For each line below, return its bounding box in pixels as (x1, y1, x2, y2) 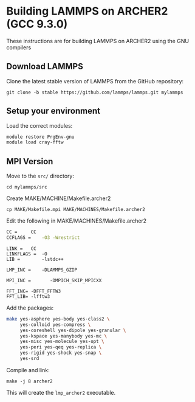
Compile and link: (6, 366, 50, 373)
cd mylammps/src (6, 184, 47, 190)
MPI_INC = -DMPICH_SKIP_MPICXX (6, 277, 102, 283)
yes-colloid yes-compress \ (19, 321, 91, 328)
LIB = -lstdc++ (6, 256, 64, 262)
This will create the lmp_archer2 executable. (6, 389, 116, 396)
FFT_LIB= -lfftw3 (6, 293, 50, 299)
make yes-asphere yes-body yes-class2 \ (6, 316, 111, 322)
